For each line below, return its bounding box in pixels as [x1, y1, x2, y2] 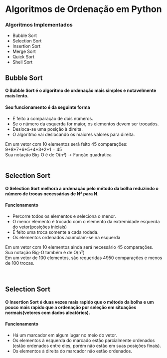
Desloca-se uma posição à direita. [12, 126, 83, 132]
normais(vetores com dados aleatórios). [5, 310, 91, 316]
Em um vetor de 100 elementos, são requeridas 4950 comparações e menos [5, 255, 163, 261]
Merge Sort [12, 48, 36, 54]
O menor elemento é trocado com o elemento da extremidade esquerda [12, 218, 160, 224]
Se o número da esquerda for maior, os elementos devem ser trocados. [12, 121, 159, 127]
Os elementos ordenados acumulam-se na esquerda [12, 234, 121, 240]
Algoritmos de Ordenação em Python [5, 3, 162, 15]
